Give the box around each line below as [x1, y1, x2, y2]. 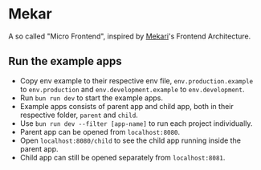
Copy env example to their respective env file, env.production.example [19, 75, 254, 85]
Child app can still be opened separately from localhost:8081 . [19, 152, 226, 162]
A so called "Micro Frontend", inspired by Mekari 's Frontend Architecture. [8, 31, 251, 41]
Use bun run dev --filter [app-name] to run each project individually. [19, 118, 253, 128]
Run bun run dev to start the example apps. [19, 93, 163, 103]
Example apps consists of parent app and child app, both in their [19, 101, 234, 111]
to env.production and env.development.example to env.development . [19, 84, 245, 94]
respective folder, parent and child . [19, 110, 138, 119]
